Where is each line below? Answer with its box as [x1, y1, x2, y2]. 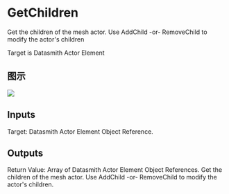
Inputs [7, 109, 36, 121]
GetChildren [7, 5, 78, 21]
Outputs [7, 147, 44, 159]
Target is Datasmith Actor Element [7, 48, 105, 57]
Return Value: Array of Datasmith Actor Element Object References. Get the [7, 166, 223, 174]
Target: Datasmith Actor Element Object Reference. [7, 127, 154, 136]
